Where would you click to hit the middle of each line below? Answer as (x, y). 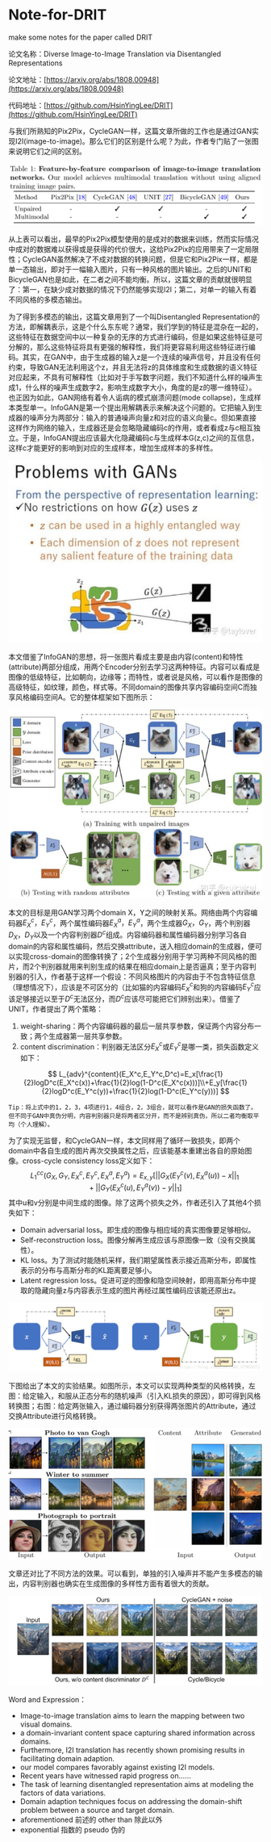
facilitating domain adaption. (67, 1758)
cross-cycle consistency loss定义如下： (88, 1161)
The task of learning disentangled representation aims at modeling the (137, 1784)
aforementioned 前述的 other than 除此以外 (91, 1819)
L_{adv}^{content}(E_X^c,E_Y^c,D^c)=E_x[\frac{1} (141, 1074)
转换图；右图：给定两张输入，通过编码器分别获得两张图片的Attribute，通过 (132, 1405)
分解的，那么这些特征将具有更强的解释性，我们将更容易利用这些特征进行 (128, 347)
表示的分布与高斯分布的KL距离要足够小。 (88, 1270)
